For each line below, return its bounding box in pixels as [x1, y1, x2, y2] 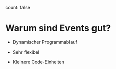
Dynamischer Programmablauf [12, 39, 78, 45]
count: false [5, 5, 31, 10]
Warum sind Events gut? [5, 22, 111, 34]
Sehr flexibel [12, 49, 40, 55]
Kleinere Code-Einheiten [12, 59, 65, 65]
